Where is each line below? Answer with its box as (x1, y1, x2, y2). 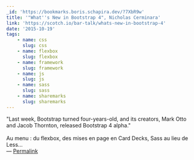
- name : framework (17, 59, 63, 65)
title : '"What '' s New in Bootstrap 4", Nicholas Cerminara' (6, 14, 161, 21)
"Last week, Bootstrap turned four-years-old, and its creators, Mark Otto (6, 115, 187, 123)
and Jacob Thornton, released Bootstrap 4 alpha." (6, 121, 131, 129)
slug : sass (22, 88, 50, 94)
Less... (6, 141, 23, 148)
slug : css (22, 43, 47, 49)
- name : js (17, 71, 45, 77)
